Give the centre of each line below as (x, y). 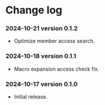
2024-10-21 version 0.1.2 (42, 29)
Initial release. (31, 97)
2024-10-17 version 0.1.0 (42, 84)
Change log (34, 10)
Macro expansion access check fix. (57, 69)
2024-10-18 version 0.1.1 (41, 56)
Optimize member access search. (54, 41)
